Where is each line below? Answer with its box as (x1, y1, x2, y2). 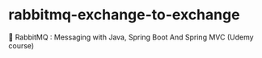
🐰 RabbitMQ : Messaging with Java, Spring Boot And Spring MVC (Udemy (8, 32, 254, 42)
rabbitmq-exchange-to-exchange (8, 6, 240, 24)
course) (8, 40, 35, 50)
